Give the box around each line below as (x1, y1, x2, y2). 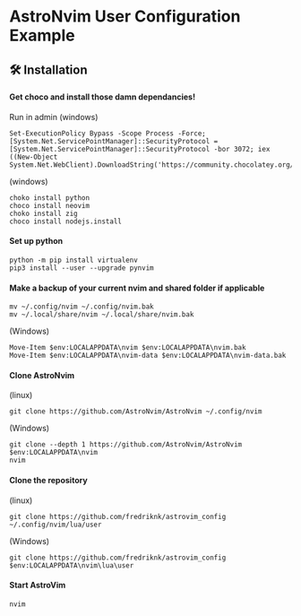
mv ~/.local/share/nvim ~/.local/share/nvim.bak (9, 310, 194, 319)
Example (9, 25, 75, 46)
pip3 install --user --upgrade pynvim (9, 263, 154, 273)
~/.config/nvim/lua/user (9, 520, 102, 529)
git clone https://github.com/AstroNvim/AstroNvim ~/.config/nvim (9, 407, 262, 416)
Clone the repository (9, 474, 88, 485)
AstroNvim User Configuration (9, 6, 241, 27)
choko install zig (9, 209, 78, 218)
